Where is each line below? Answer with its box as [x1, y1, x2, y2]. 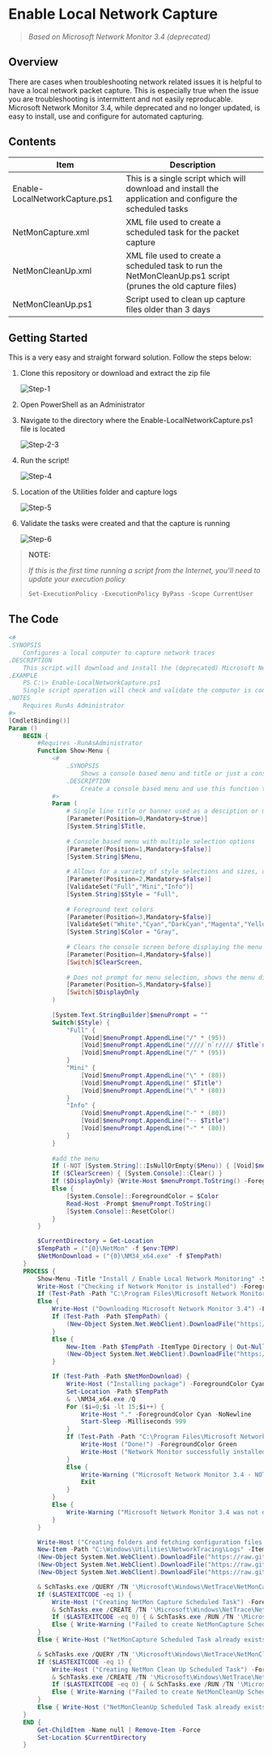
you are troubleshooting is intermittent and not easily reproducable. [8, 94, 233, 104]
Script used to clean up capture [125, 293, 245, 304]
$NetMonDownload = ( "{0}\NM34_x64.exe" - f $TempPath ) [37, 1252, 223, 1261]
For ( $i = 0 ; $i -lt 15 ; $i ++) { [66, 1402, 165, 1411]
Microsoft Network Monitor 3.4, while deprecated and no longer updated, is [8, 102, 261, 112]
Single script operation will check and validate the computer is [23, 687, 252, 695]
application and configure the [125, 192, 238, 204]
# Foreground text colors [66, 905, 154, 913]
